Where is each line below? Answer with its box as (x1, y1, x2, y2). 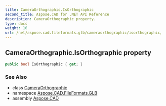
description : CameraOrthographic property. (5, 16, 96, 21)
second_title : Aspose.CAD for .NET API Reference (5, 12, 110, 17)
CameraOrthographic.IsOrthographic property (5, 49, 152, 57)
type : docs (5, 21, 28, 26)
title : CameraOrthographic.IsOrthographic (5, 7, 94, 12)
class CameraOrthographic (12, 85, 68, 91)
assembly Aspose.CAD (12, 95, 59, 101)
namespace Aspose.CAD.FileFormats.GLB (12, 90, 98, 96)
